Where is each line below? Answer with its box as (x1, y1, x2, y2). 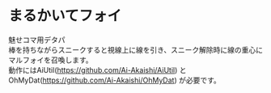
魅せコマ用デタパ (8, 35, 66, 44)
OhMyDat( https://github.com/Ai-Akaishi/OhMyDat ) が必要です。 (8, 75, 221, 85)
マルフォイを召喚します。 (8, 55, 93, 65)
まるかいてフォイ (8, 6, 122, 25)
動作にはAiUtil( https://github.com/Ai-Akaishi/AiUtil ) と (8, 65, 188, 74)
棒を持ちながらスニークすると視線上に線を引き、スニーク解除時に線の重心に (8, 44, 264, 54)
